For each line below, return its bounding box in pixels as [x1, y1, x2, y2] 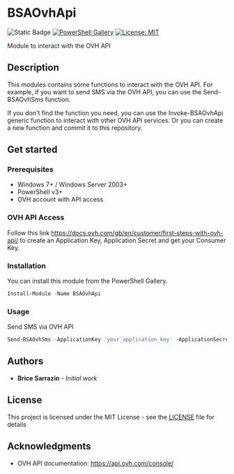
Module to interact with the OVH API [7, 41, 111, 50]
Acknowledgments [7, 440, 92, 452]
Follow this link [7, 228, 50, 237]
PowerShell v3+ [17, 188, 63, 196]
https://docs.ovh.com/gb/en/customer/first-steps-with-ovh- [51, 228, 224, 237]
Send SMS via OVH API [7, 323, 75, 331]
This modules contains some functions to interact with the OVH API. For [7, 80, 213, 89]
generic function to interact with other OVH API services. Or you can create [7, 116, 224, 124]
